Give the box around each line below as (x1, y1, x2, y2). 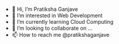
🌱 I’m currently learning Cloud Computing (11, 18, 114, 25)
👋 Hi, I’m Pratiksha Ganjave (11, 6, 79, 12)
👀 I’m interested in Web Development (11, 12, 103, 19)
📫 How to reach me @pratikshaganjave (11, 32, 110, 38)
